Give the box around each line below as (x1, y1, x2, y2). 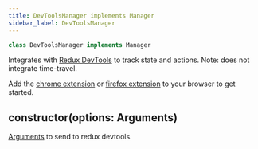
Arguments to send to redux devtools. (8, 132, 133, 142)
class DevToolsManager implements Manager (8, 41, 151, 49)
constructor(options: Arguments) (8, 111, 178, 124)
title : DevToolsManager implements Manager (8, 11, 155, 20)
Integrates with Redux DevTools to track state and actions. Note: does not (8, 55, 250, 65)
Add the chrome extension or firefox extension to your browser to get (8, 79, 236, 88)
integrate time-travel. (8, 64, 78, 73)
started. (8, 88, 34, 97)
